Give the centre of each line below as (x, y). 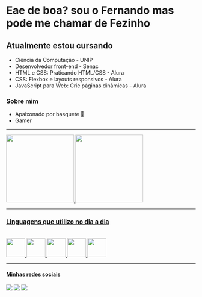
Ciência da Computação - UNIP (54, 60)
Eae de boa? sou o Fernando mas (90, 11)
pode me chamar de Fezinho (78, 23)
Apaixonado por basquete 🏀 (50, 114)
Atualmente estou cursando (60, 45)
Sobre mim (23, 101)
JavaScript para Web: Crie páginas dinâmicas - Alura (81, 86)
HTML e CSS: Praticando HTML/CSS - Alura (69, 73)
